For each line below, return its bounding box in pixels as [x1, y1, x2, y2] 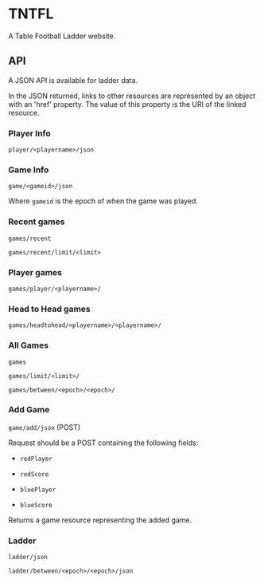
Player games [8, 266, 62, 278]
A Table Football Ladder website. [8, 31, 116, 41]
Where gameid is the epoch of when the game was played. [8, 196, 199, 206]
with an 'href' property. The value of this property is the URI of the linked [8, 99, 247, 108]
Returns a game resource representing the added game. [8, 515, 192, 525]
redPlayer [19, 455, 53, 463]
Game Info [8, 164, 49, 175]
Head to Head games [8, 303, 91, 314]
